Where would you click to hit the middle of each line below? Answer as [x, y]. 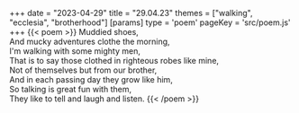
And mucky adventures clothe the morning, [90, 41]
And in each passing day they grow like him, [91, 79]
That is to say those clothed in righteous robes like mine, [114, 61]
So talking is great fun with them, [71, 89]
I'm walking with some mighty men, [75, 51]
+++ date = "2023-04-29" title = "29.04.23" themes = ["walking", [131, 13]
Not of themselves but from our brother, [83, 70]
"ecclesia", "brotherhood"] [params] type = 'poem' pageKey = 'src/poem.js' [150, 22]
